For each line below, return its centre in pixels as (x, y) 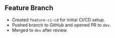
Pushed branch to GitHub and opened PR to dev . (61, 25)
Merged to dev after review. (40, 30)
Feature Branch (29, 8)
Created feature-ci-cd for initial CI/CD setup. (58, 19)
